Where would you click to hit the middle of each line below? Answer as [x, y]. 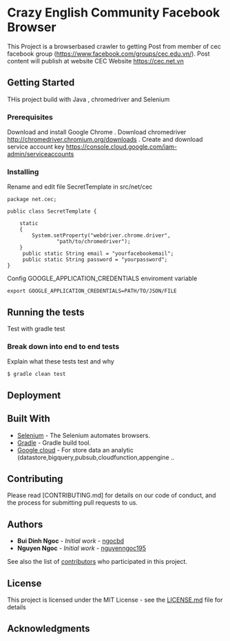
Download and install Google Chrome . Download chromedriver [97, 132]
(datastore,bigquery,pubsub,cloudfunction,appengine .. [96, 457]
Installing [23, 171]
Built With [29, 419]
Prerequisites [30, 117]
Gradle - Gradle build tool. [54, 443]
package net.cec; [32, 200]
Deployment [34, 395]
